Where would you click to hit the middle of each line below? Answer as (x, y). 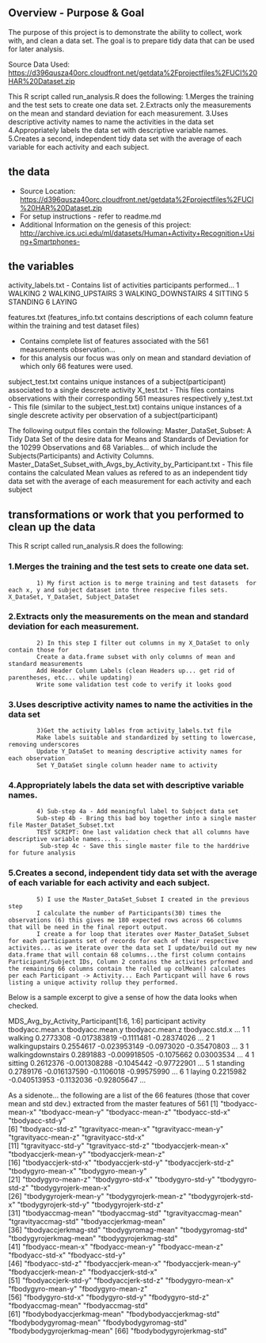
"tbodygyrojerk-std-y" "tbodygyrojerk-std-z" (90, 1204)
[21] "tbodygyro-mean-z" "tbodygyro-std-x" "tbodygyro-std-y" (112, 1179)
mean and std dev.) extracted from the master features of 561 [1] (114, 1103)
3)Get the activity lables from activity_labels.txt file (134, 731)
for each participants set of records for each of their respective (123, 941)
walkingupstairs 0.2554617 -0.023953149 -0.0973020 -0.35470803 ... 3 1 (129, 1046)
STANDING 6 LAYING (43, 302)
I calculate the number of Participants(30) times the (129, 913)
